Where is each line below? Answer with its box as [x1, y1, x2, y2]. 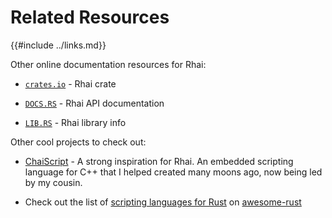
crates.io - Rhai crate [24, 77, 117, 90]
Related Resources [10, 6, 170, 29]
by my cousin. [24, 176, 83, 188]
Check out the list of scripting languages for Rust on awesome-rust [24, 196, 302, 208]
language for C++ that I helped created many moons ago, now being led [24, 166, 323, 178]
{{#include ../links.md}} [10, 39, 107, 51]
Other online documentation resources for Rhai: [10, 58, 207, 70]
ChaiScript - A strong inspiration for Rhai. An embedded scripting [24, 155, 294, 167]
